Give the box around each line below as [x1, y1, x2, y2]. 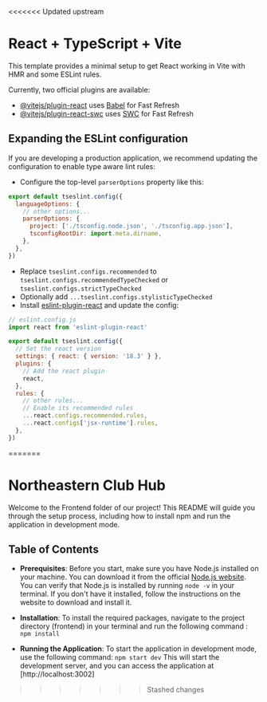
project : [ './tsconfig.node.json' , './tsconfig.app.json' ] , [29, 223, 234, 231]
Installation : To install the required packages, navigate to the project [19, 613, 245, 623]
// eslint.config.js [8, 315, 77, 324]
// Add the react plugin [22, 367, 105, 375]
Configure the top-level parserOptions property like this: [19, 177, 205, 187]
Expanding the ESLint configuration [8, 132, 189, 146]
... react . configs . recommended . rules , [22, 412, 148, 420]
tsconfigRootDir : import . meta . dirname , [29, 230, 162, 238]
